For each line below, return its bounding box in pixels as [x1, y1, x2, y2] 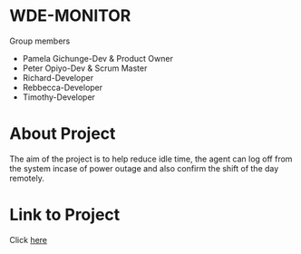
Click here [9, 234, 48, 245]
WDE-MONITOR [9, 5, 131, 26]
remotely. [9, 172, 45, 183]
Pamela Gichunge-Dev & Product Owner [22, 53, 174, 63]
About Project [9, 123, 116, 144]
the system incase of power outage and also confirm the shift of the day [9, 162, 279, 173]
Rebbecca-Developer [22, 82, 103, 93]
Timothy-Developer [22, 92, 95, 103]
